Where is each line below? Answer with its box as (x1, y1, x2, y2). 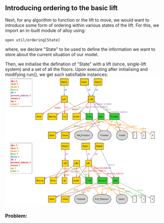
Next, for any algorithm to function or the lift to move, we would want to (5, 17, 150, 23)
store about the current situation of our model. (5, 51, 99, 57)
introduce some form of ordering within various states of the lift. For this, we (5, 22, 160, 28)
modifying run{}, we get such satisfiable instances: (5, 71, 108, 77)
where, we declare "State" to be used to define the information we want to (5, 46, 156, 52)
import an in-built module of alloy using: (5, 27, 86, 33)
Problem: (5, 213, 27, 220)
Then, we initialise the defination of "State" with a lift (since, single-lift (5, 61, 146, 67)
